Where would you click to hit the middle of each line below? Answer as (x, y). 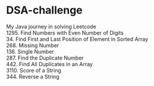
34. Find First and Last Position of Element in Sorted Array (77, 39)
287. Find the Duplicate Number (45, 58)
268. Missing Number (33, 45)
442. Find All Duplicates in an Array (50, 64)
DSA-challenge (45, 10)
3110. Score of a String (34, 70)
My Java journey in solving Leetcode (51, 27)
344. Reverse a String (33, 77)
